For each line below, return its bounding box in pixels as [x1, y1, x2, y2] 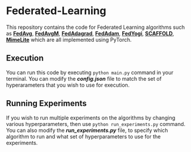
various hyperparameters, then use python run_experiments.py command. [6, 120, 186, 127]
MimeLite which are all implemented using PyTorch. [6, 36, 132, 43]
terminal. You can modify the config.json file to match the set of [6, 75, 162, 82]
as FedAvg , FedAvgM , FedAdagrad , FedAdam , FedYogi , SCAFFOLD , [6, 29, 175, 37]
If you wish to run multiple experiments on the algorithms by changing [6, 114, 176, 121]
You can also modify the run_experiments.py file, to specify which [6, 127, 169, 134]
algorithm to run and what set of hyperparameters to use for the [6, 133, 161, 140]
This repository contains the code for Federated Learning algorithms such [6, 24, 185, 31]
